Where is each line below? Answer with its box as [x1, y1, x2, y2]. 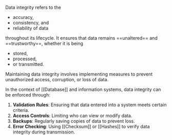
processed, [12, 56, 37, 62]
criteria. [12, 107, 29, 113]
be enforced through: [5, 92, 50, 98]
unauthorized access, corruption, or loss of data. [5, 77, 109, 82]
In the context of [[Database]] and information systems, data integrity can [5, 86, 161, 92]
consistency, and [12, 20, 49, 26]
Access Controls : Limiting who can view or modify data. [12, 112, 132, 119]
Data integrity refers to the [5, 5, 62, 10]
